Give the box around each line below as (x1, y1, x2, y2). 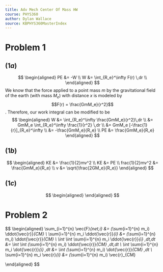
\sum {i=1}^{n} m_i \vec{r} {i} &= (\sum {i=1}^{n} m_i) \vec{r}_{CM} (5, 251, 136, 258)
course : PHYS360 (5, 12, 38, 17)
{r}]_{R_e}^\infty (10, 127, 43, 133)
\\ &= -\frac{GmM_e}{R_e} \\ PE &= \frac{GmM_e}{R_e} (44, 127, 155, 133)
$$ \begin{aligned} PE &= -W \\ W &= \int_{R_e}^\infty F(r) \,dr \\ (18, 75, 147, 81)
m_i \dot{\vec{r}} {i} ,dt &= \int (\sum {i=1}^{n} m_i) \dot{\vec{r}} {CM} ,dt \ (5, 246, 152, 252)
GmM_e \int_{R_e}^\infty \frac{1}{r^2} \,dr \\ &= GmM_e (17, 122, 128, 128)
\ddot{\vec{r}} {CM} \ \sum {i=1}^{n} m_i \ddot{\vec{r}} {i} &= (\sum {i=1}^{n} (5, 231, 156, 237)
